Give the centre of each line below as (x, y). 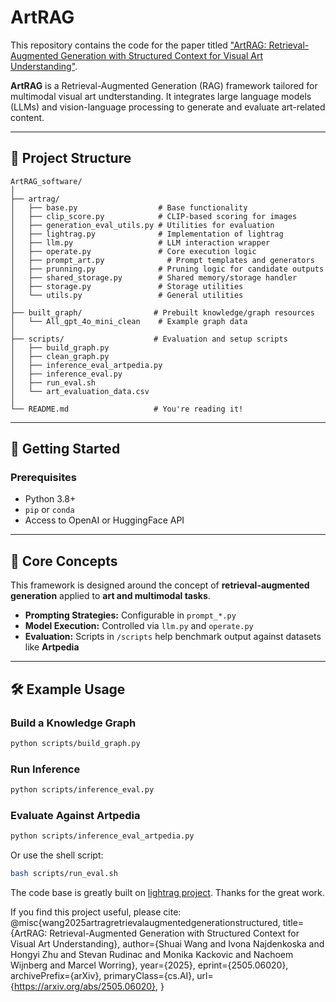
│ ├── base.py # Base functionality (129, 207)
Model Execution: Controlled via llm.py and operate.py (139, 626)
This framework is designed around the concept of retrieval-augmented (160, 585)
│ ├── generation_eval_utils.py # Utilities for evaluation (142, 225)
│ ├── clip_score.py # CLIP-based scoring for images (154, 216)
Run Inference (45, 769)
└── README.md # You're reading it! (127, 409)
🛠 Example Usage (68, 689)
